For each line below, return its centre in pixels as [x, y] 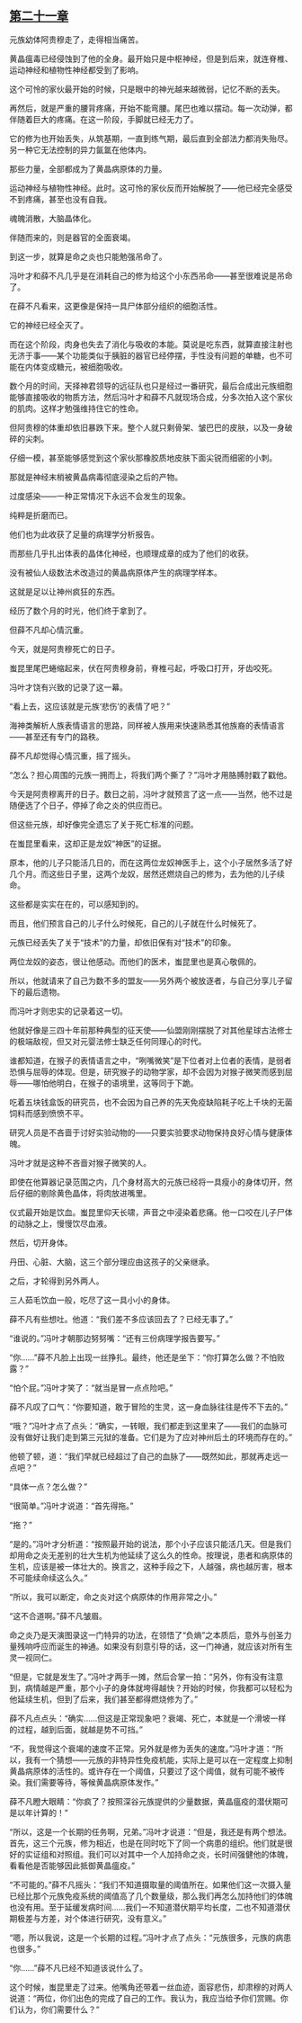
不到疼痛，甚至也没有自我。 [61, 199]
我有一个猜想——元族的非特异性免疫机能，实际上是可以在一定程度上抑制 [159, 1759]
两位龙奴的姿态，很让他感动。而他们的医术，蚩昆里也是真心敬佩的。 [135, 962]
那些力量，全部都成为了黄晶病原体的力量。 [88, 168]
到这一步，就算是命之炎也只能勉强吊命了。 [88, 256]
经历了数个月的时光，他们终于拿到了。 [80, 611]
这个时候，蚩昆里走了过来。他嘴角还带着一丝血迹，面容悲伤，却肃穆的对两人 [151, 1987]
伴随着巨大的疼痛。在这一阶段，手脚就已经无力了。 [104, 119]
